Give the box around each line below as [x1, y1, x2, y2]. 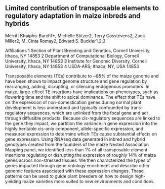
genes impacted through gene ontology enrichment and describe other [5, 162, 150, 168]
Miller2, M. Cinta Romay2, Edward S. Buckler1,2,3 [5, 38, 106, 44]
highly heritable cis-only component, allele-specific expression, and [5, 126, 144, 131]
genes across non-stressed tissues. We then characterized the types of [5, 157, 151, 163]
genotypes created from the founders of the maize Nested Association [5, 141, 149, 147]
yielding [5, 178, 21, 184]
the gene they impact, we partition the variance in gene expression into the [5, 120, 158, 126]
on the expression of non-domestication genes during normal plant [5, 99, 142, 105]
